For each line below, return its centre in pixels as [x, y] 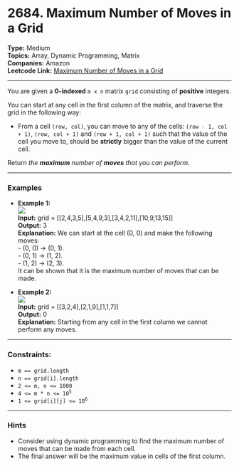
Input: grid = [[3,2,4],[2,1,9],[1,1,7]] [68, 307]
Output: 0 [32, 314]
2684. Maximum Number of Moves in [119, 13]
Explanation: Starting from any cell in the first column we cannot [112, 322]
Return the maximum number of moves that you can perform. [99, 162]
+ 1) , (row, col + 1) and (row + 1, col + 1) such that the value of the [122, 134]
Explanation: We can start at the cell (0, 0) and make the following [115, 233]
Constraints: [30, 355]
